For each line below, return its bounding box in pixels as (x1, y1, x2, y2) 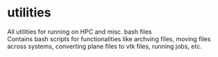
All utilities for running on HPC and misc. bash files (7, 27, 152, 36)
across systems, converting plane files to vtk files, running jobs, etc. (7, 42, 203, 50)
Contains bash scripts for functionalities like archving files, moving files (7, 34, 211, 43)
